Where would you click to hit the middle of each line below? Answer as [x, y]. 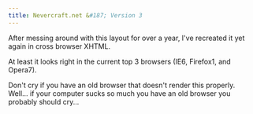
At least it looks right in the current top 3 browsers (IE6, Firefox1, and [119, 61]
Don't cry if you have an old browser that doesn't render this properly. [122, 85]
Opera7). [22, 70]
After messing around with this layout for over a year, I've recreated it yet [126, 38]
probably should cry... [44, 101]
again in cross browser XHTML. [60, 46]
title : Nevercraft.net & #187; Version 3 [76, 15]
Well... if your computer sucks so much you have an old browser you [119, 93]
